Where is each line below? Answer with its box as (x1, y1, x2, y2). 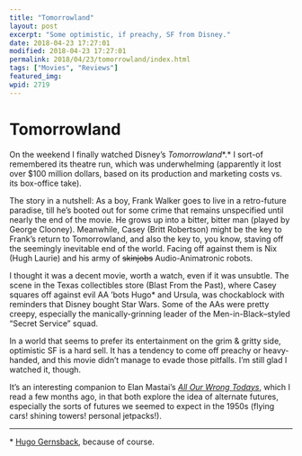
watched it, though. (9, 364, 82, 375)
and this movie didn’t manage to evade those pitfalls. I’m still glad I (41, 354, 288, 365)
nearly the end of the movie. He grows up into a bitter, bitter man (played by (9, 214, 290, 225)
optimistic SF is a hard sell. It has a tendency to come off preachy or (9, 344, 262, 356)
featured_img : (9, 72, 63, 81)
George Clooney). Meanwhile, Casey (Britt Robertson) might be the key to (9, 223, 282, 234)
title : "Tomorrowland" (9, 13, 94, 23)
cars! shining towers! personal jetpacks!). (9, 410, 162, 421)
